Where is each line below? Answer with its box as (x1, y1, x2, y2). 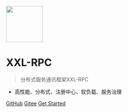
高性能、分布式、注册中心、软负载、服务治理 (14, 88, 122, 95)
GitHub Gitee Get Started (6, 100, 66, 107)
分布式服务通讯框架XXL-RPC (20, 75, 89, 83)
